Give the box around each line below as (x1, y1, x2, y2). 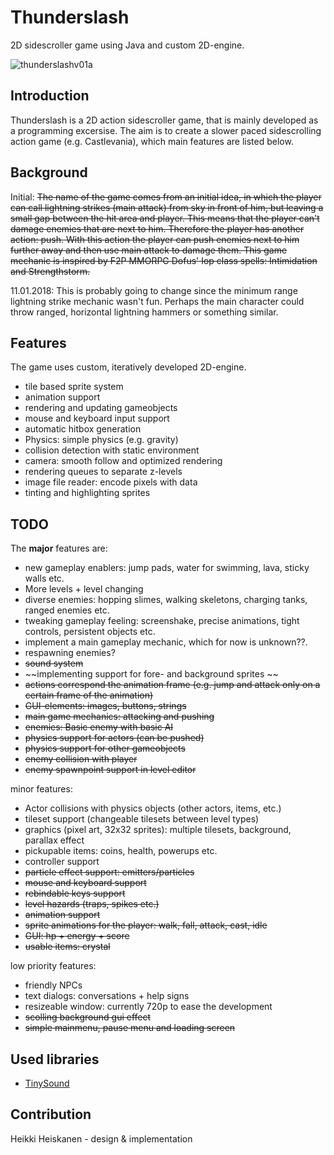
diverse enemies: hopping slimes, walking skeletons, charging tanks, (24, 594, 308, 606)
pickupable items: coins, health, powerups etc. (24, 845, 218, 857)
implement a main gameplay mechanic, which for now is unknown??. (24, 636, 308, 648)
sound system (24, 657, 84, 670)
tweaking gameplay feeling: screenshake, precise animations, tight (24, 615, 300, 627)
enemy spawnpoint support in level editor (24, 764, 197, 776)
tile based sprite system (24, 381, 124, 393)
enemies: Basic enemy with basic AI (24, 721, 174, 733)
